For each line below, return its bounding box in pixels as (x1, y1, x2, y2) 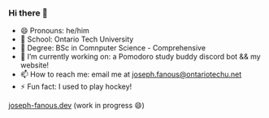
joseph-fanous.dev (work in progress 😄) (8, 101, 145, 111)
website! (20, 60, 50, 70)
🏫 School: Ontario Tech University (20, 34, 134, 44)
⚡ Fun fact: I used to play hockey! (20, 81, 132, 92)
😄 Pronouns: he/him (20, 26, 89, 36)
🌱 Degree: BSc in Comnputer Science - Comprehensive (20, 43, 206, 53)
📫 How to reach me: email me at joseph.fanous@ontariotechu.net (20, 69, 242, 80)
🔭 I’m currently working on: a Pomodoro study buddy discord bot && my (20, 52, 262, 62)
